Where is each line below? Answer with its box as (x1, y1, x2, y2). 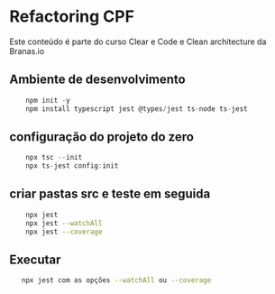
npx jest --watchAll (25, 218, 103, 227)
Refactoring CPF (9, 6, 135, 27)
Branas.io (9, 45, 45, 56)
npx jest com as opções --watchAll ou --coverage (21, 276, 212, 285)
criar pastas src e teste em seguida (9, 187, 211, 202)
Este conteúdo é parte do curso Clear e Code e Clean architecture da (9, 36, 267, 47)
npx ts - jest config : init (25, 161, 119, 170)
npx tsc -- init (25, 153, 83, 162)
